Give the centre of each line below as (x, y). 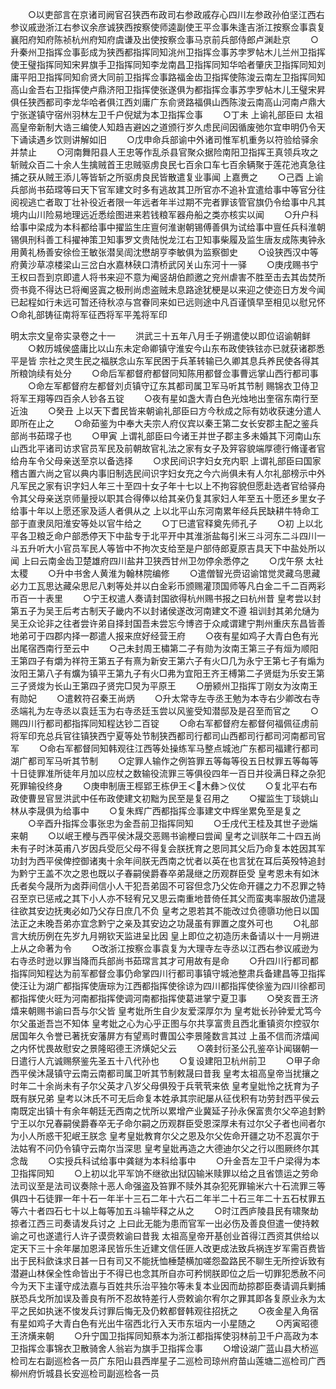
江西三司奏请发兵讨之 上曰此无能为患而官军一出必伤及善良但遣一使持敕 (173, 1223)
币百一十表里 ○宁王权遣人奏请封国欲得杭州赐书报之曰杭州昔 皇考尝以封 (166, 598)
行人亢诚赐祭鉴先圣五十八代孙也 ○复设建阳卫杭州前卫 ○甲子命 (174, 1061)
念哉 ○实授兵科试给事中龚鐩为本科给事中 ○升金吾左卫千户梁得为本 (165, 1161)
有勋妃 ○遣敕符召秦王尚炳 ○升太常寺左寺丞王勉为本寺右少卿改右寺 (165, 698)
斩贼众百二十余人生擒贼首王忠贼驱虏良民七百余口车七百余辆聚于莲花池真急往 (168, 164)
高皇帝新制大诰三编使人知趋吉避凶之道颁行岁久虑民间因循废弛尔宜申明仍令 (163, 127)
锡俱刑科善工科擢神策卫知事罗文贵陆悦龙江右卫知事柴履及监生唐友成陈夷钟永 (168, 239)
